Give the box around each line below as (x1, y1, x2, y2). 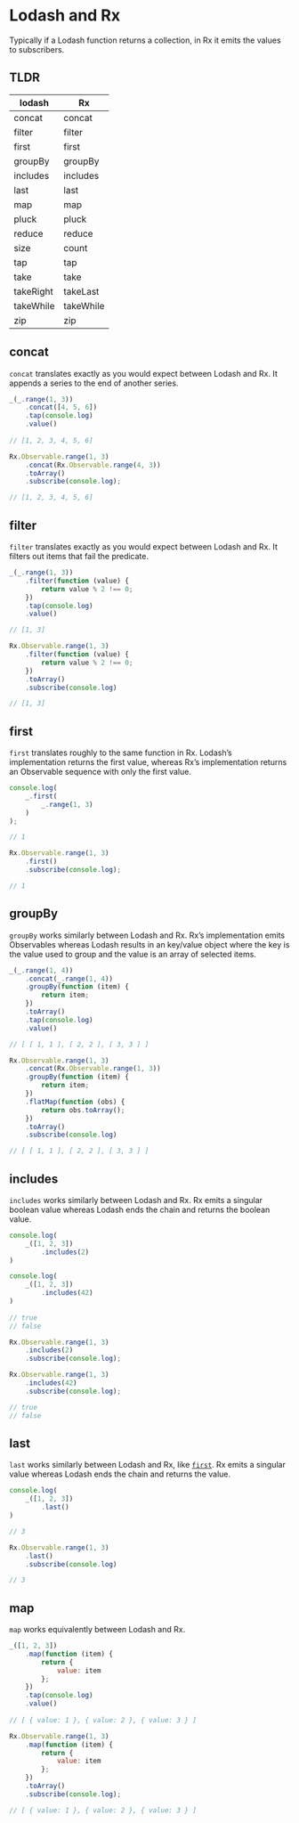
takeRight (13, 285, 53, 297)
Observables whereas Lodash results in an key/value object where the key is (9, 939, 290, 949)
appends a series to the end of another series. (9, 378, 179, 388)
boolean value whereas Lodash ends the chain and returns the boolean (9, 1204, 271, 1215)
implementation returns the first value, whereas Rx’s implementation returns (9, 757, 287, 768)
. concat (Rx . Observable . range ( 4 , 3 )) (25, 460, 162, 469)
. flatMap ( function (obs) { (25, 1097, 125, 1106)
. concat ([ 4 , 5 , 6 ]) (25, 403, 98, 412)
